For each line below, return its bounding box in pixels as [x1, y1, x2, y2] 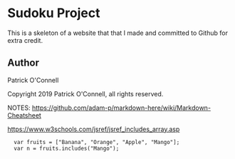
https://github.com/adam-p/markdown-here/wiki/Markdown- [31, 103, 211, 112]
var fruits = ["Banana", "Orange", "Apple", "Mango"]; [14, 138, 180, 145]
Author [7, 57, 39, 69]
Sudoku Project [7, 5, 100, 21]
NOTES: [7, 103, 31, 112]
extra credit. [7, 36, 43, 44]
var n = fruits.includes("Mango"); [14, 145, 120, 152]
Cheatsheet [7, 111, 41, 119]
